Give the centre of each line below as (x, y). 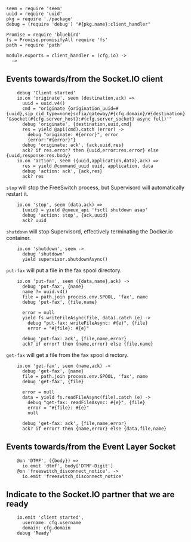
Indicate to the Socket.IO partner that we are (90, 495)
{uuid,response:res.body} (38, 155)
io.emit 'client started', (50, 518)
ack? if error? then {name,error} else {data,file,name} (94, 429)
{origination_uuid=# (93, 108)
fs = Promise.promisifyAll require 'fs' (57, 40)
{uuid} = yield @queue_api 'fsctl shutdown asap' (85, 210)
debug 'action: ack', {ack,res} (62, 171)
